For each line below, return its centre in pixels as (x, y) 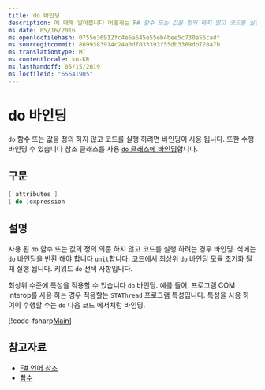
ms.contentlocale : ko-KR (49, 60)
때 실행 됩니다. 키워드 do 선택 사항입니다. (71, 268)
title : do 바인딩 (34, 15)
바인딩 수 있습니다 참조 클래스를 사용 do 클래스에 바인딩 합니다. (103, 149)
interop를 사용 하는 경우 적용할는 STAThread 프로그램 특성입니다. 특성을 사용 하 (129, 295)
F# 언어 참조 (39, 368)
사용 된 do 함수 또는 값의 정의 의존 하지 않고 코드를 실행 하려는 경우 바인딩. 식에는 (132, 248)
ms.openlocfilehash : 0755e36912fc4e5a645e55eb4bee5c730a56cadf (114, 37)
